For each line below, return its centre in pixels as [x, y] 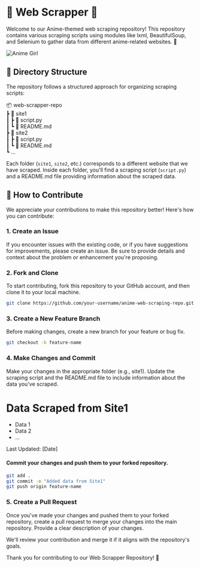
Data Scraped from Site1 [67, 408]
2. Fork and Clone [32, 272]
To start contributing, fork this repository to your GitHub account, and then [98, 286]
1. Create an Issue [32, 232]
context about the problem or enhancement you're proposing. [82, 257]
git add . [19, 475]
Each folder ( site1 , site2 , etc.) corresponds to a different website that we [97, 163]
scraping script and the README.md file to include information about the [96, 377]
